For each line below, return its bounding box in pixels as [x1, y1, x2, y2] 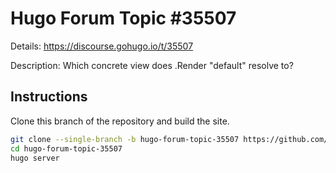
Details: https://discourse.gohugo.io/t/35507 [10, 40, 194, 52]
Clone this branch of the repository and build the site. [10, 115, 230, 127]
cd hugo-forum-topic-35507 [10, 143, 123, 154]
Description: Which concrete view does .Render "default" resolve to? [10, 59, 294, 71]
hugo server [10, 153, 60, 163]
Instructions [10, 88, 88, 106]
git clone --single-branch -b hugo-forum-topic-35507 [10, 134, 240, 144]
